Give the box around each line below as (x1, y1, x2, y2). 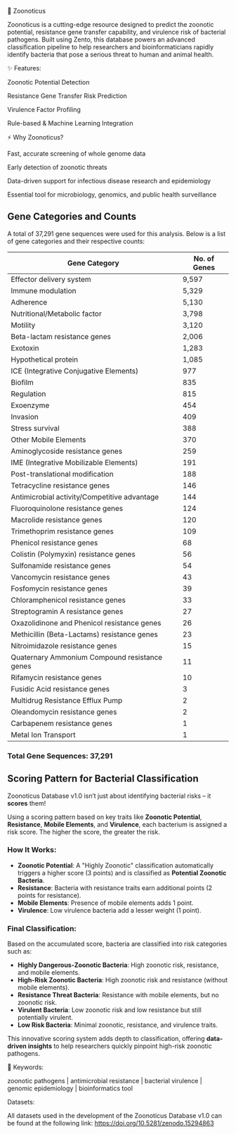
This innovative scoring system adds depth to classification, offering (7, 1035, 205, 1043)
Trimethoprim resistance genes (11, 526, 114, 536)
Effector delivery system (11, 274, 91, 284)
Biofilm (11, 377, 34, 387)
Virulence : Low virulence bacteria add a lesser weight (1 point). (17, 906, 202, 914)
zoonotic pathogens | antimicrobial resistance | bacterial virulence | (7, 1077, 202, 1085)
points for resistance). (17, 891, 81, 899)
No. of (193, 254, 215, 264)
